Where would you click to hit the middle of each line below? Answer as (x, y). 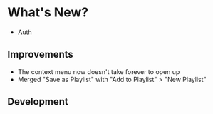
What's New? (48, 12)
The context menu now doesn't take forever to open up (99, 71)
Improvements (40, 55)
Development (38, 102)
